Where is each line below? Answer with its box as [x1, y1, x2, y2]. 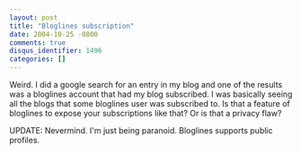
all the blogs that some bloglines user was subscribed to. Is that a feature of [9, 98, 290, 108]
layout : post [9, 13, 58, 22]
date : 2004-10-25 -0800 [9, 30, 99, 38]
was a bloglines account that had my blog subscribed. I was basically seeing [9, 89, 293, 99]
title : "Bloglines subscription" [9, 21, 135, 30]
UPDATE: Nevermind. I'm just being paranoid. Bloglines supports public [9, 125, 273, 135]
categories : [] [9, 55, 66, 64]
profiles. [9, 135, 40, 145]
